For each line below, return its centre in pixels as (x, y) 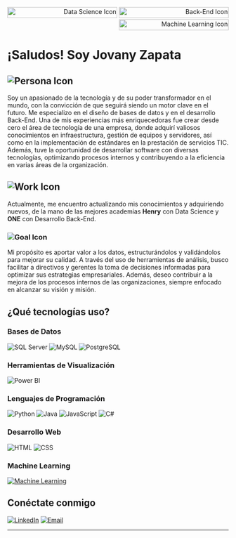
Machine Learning (39, 466)
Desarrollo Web (34, 432)
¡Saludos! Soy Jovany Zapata (94, 55)
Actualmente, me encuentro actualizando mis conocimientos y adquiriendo (116, 204)
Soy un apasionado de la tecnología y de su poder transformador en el (109, 98)
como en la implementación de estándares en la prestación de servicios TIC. (118, 143)
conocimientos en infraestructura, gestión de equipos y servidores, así (110, 135)
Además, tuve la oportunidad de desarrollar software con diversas (103, 150)
